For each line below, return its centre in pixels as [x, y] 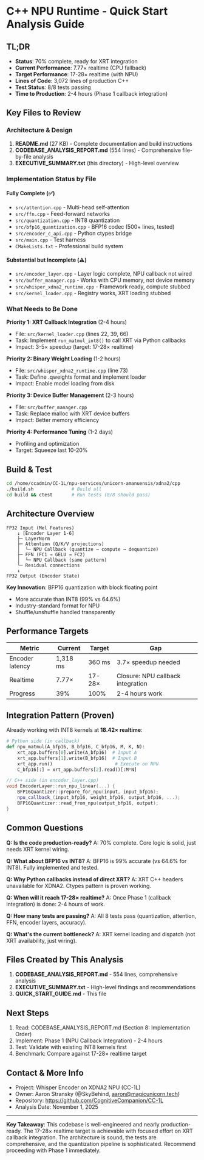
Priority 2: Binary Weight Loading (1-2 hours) [64, 359]
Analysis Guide [46, 24]
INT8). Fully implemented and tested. [53, 867]
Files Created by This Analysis [65, 960]
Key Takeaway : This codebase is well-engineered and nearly [83, 1124]
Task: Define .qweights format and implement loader [81, 377]
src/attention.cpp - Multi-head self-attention [72, 207]
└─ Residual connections [49, 565]
